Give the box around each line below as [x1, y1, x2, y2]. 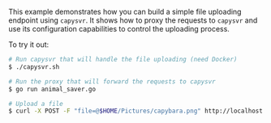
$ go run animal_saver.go [8, 85, 96, 93]
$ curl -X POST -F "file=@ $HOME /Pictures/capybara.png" [8, 107, 201, 116]
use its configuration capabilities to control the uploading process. [8, 24, 230, 33]
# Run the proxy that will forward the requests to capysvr [8, 77, 217, 86]
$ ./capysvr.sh [8, 62, 60, 71]
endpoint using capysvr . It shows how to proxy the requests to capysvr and [8, 15, 258, 25]
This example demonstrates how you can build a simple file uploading [8, 7, 242, 16]
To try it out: [8, 40, 49, 49]
